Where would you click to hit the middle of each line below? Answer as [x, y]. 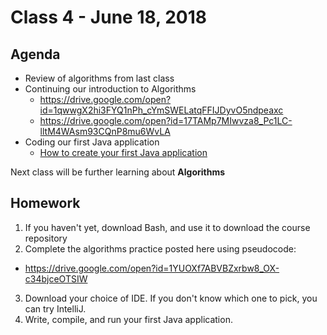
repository [46, 238]
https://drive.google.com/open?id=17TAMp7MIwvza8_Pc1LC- [166, 120]
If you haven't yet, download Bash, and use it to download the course [167, 227]
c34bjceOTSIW [56, 278]
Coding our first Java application [92, 142]
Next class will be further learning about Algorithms [118, 172]
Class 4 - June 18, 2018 [109, 17]
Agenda [35, 54]
